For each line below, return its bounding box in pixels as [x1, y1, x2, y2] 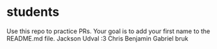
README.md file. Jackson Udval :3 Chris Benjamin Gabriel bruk [6, 34, 188, 42]
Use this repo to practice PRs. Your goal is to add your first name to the [6, 27, 211, 35]
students [6, 4, 60, 20]
